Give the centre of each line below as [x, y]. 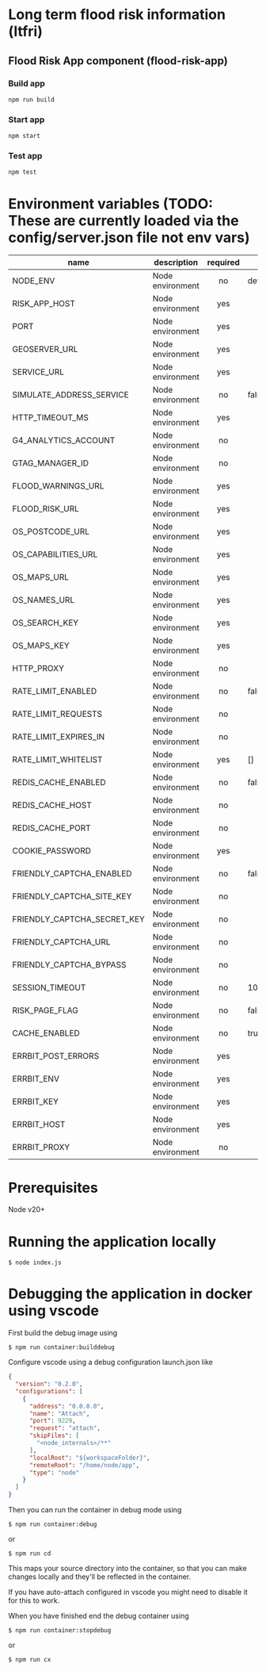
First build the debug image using [63, 1333]
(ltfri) [26, 31]
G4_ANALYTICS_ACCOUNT [64, 440]
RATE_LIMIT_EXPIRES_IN [59, 737]
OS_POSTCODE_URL [51, 531]
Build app [27, 83]
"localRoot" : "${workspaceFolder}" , [89, 1458]
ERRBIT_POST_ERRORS [56, 1056]
